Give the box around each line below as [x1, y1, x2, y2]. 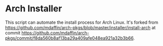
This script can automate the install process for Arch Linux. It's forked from [5, 19, 159, 25]
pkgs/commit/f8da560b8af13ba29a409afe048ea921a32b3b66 [5, 35, 134, 41]
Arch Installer [5, 3, 62, 14]
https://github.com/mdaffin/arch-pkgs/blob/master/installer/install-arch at [5, 24, 156, 30]
